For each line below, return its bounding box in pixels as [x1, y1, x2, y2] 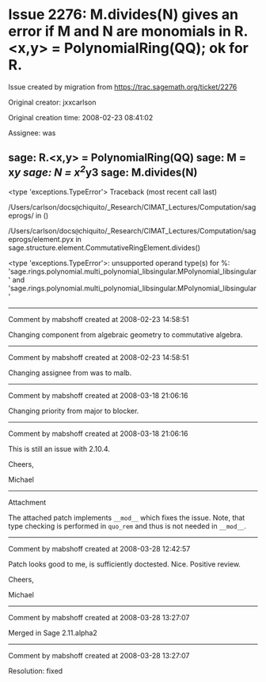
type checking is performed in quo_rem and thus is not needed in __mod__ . [8, 521, 247, 531]
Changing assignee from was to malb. [8, 368, 132, 377]
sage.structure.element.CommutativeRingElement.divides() [8, 243, 200, 252]
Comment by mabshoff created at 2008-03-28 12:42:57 [8, 544, 191, 553]
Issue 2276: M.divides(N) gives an [8, 6, 239, 24]
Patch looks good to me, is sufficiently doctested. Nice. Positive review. [8, 559, 241, 569]
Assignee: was [8, 128, 56, 138]
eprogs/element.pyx [8, 234, 74, 244]
